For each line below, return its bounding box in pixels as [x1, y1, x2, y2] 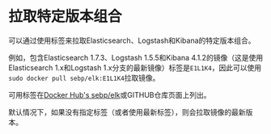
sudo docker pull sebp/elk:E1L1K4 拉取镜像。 [8, 73, 160, 82]
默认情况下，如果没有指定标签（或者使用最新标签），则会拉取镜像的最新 [8, 107, 246, 117]
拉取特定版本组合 [8, 7, 123, 26]
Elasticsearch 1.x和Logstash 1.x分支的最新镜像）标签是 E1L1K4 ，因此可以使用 [8, 62, 261, 73]
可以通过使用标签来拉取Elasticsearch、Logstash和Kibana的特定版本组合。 [8, 36, 256, 45]
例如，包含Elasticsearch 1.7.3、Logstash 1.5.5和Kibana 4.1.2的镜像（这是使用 [8, 52, 264, 62]
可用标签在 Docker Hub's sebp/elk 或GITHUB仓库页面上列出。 [8, 90, 212, 99]
